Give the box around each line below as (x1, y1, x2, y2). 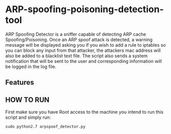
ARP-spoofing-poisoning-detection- (5, 4, 164, 15)
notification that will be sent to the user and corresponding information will (5, 58, 162, 64)
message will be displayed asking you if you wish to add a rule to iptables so (5, 42, 166, 48)
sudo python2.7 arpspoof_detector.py (5, 124, 86, 129)
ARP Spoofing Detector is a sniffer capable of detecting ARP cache (5, 31, 146, 37)
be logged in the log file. (5, 63, 57, 70)
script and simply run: (5, 114, 51, 120)
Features (5, 78, 34, 87)
